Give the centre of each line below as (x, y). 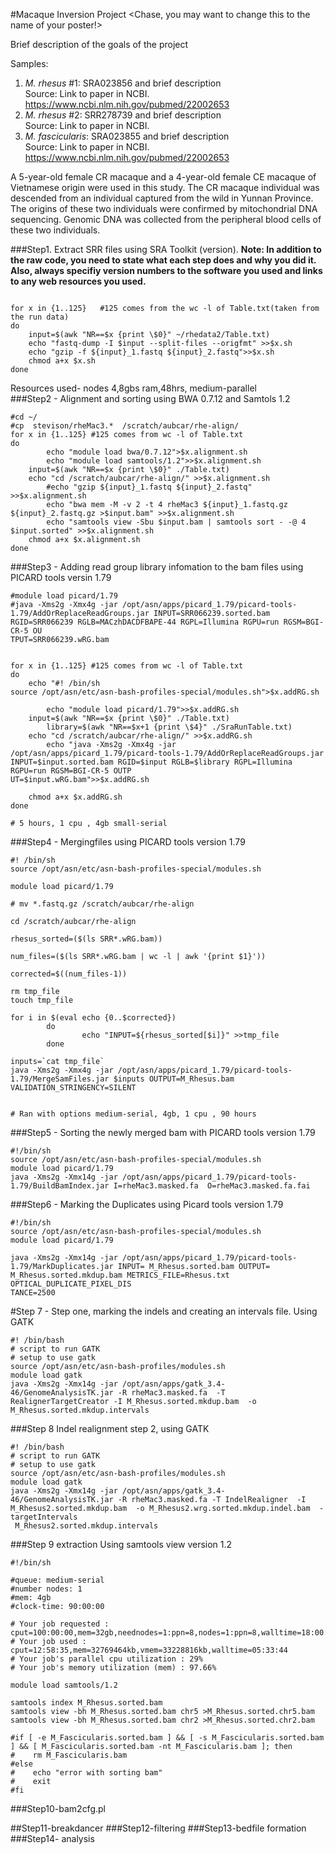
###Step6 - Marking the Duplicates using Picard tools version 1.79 (147, 1204)
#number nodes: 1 (46, 1589)
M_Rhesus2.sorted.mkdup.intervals (86, 1526)
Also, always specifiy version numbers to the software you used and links (166, 270)
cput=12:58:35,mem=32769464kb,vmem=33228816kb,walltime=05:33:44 (149, 1650)
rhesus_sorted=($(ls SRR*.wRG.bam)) (86, 939)
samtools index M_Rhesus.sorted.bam (86, 1703)
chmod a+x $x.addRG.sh (75, 797)
